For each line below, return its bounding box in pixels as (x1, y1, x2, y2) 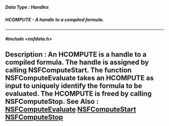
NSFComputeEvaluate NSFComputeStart (5, 105, 136, 114)
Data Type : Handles (5, 4, 49, 10)
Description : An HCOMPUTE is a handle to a (5, 50, 147, 59)
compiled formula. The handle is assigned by (5, 58, 149, 67)
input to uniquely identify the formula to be (5, 82, 142, 90)
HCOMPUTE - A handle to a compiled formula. (5, 17, 104, 23)
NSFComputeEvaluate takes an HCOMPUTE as (5, 74, 154, 82)
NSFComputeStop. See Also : (5, 97, 99, 106)
